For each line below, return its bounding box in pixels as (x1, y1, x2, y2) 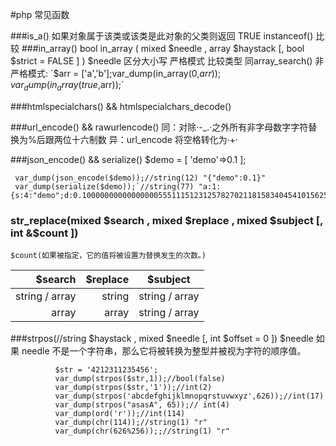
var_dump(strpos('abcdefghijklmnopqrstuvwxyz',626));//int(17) (54, 391, 325, 402)
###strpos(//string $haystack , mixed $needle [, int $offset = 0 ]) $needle (10, 333, 314, 345)
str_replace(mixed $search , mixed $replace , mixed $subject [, (10, 213, 323, 227)
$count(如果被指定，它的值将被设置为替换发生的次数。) (10, 251, 207, 261)
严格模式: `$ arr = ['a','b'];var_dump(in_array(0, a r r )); (10, 68, 222, 79)
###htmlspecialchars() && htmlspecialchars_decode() (10, 100, 232, 112)
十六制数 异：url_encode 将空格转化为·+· (71, 133, 239, 145)
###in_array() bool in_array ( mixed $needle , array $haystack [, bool (21, 43, 305, 54)
